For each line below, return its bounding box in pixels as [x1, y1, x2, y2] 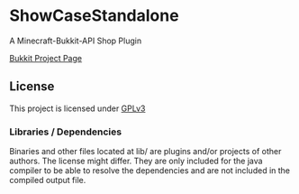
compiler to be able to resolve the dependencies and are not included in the [9, 165, 291, 176]
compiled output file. [9, 175, 86, 186]
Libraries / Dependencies [9, 125, 122, 138]
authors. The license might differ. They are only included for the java [9, 155, 263, 167]
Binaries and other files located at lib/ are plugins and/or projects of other [9, 146, 282, 157]
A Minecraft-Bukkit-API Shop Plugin [9, 35, 142, 46]
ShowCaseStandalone [9, 5, 179, 26]
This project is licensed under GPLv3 [9, 103, 146, 114]
